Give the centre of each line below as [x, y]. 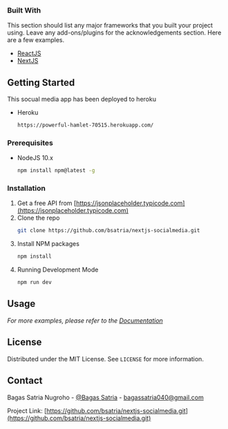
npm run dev [34, 283]
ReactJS [29, 53]
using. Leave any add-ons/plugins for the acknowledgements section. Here [114, 32]
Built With [24, 10]
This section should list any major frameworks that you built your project [110, 26]
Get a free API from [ [47, 203]
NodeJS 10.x [35, 158]
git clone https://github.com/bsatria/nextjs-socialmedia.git [108, 231]
